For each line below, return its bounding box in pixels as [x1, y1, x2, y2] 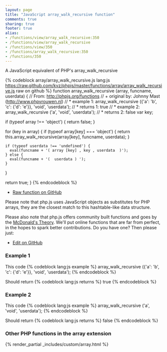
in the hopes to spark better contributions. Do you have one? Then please [5, 225, 157, 231]
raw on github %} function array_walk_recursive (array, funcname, [15, 88, 152, 94]
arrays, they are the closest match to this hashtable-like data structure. [5, 204, 151, 210]
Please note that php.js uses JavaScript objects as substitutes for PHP [5, 199, 150, 205]
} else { [5, 152, 23, 158]
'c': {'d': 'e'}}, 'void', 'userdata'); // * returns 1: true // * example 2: [5, 104, 140, 110]
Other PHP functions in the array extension [5, 330, 111, 337]
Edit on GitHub [12, 240, 42, 246]
